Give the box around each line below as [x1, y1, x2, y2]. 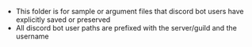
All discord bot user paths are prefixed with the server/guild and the [15, 23, 238, 32]
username [15, 31, 49, 41]
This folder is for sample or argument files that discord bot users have [15, 7, 244, 16]
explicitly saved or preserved [15, 15, 111, 24]
